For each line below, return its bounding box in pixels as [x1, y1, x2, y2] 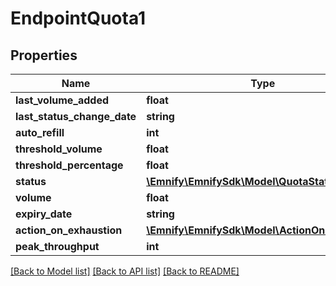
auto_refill [15, 126, 65, 139]
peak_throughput [15, 240, 100, 253]
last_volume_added [15, 93, 110, 107]
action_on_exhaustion [15, 223, 123, 237]
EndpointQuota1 [10, 7, 147, 30]
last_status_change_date [15, 110, 137, 123]
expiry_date [15, 207, 73, 221]
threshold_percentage [15, 158, 124, 172]
